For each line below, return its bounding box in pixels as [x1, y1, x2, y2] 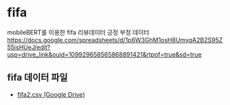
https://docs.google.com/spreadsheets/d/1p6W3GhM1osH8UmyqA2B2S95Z [7, 35, 223, 44]
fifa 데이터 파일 [7, 72, 68, 83]
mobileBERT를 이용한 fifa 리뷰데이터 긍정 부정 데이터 [7, 28, 150, 36]
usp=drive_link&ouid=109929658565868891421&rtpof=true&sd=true [7, 50, 202, 59]
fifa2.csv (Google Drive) [16, 90, 85, 98]
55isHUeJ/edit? [7, 43, 51, 51]
